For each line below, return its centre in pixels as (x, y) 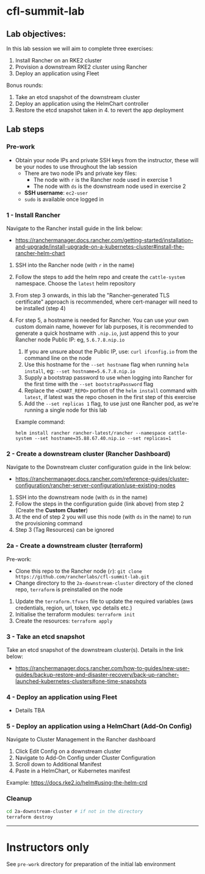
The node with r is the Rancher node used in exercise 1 (103, 179)
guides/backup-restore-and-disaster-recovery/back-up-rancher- (97, 674)
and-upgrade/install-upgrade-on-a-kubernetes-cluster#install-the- (100, 247)
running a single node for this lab (66, 410)
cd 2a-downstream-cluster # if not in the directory (75, 811)
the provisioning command (49, 523)
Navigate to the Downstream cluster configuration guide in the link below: (99, 467)
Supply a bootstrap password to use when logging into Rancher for (109, 377)
